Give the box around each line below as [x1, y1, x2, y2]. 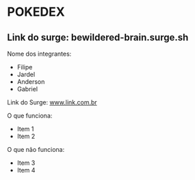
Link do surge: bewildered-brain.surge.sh [7, 32, 189, 43]
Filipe [16, 63, 33, 71]
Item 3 [16, 159, 36, 167]
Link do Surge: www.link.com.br [7, 98, 97, 106]
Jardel [16, 70, 36, 78]
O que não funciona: [7, 146, 65, 153]
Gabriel [16, 85, 38, 93]
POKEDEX [7, 4, 65, 20]
